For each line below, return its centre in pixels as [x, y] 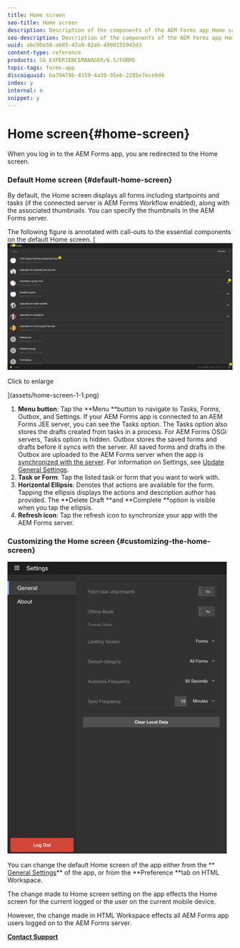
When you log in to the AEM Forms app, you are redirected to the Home [112, 154]
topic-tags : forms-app [41, 68]
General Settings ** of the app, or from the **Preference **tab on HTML [114, 873]
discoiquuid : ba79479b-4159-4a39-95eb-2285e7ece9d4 [86, 75]
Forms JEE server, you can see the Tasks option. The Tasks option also [122, 424]
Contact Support [33, 937]
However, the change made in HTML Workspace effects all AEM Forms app [118, 916]
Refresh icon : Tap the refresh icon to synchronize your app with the [117, 515]
